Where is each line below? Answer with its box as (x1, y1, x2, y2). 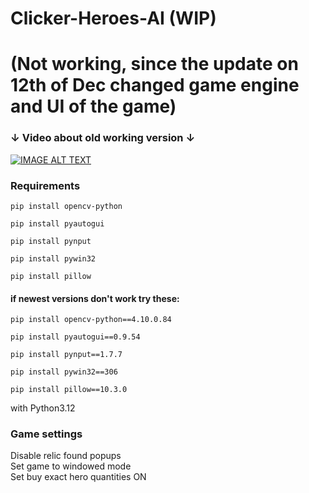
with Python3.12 (10, 402, 76, 414)
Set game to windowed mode (10, 460, 132, 472)
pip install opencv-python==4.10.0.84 (10, 315, 172, 325)
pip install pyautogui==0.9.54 (10, 332, 141, 342)
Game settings (10, 427, 83, 441)
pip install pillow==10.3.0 (10, 385, 128, 395)
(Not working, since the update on (10, 53, 299, 76)
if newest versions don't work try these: (10, 292, 180, 304)
